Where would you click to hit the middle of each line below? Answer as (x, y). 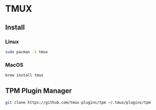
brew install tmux (24, 75)
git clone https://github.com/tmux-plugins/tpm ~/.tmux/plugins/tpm (78, 102)
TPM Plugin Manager (38, 91)
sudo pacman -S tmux (27, 52)
